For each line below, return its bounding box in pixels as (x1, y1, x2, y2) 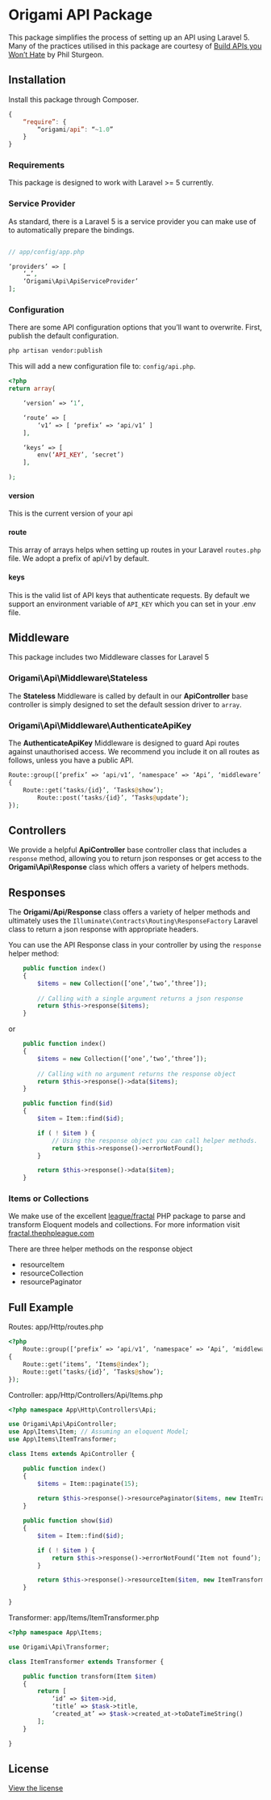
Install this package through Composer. (8, 95, 140, 104)
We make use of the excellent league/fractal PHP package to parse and (8, 1212, 246, 1221)
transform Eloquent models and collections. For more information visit (8, 1220, 240, 1229)
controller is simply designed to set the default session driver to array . (8, 699, 242, 709)
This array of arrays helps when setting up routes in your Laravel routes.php (8, 545, 261, 555)
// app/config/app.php (8, 248, 85, 256)
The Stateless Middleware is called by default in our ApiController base (8, 690, 248, 701)
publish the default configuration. (8, 331, 119, 341)
